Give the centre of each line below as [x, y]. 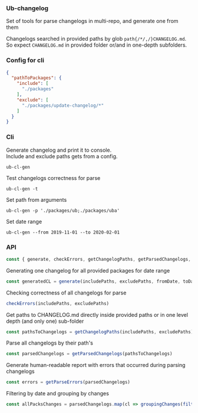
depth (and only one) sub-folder [45, 321]
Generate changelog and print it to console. [59, 150]
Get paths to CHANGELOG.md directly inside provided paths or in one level [97, 314]
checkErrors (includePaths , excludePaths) [58, 303]
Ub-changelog [27, 8]
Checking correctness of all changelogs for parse [66, 293]
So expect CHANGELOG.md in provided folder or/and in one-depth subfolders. [97, 45]
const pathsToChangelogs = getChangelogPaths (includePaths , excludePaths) [100, 332]
